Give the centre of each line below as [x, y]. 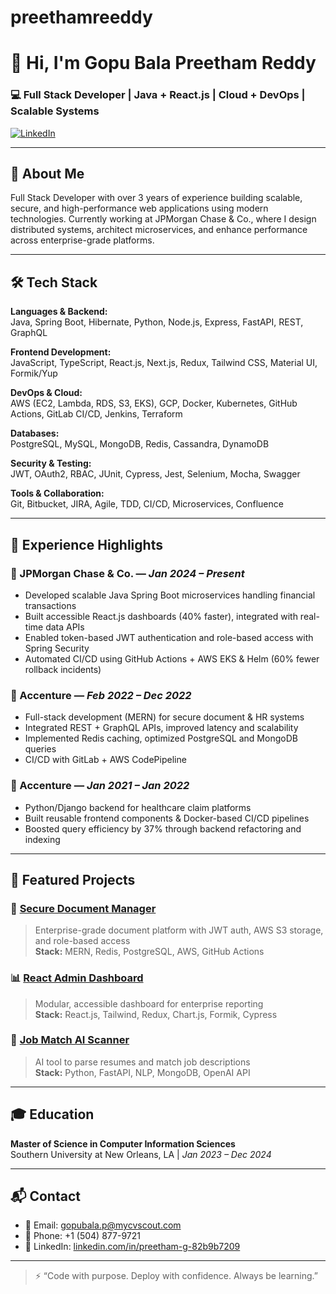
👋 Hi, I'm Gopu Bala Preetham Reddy [163, 63]
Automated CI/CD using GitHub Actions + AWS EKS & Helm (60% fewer [172, 658]
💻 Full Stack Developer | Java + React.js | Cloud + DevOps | [158, 95]
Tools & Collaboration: [57, 493]
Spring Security [57, 648]
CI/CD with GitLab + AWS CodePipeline [105, 760]
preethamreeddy [81, 17]
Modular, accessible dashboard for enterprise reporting [149, 1003]
